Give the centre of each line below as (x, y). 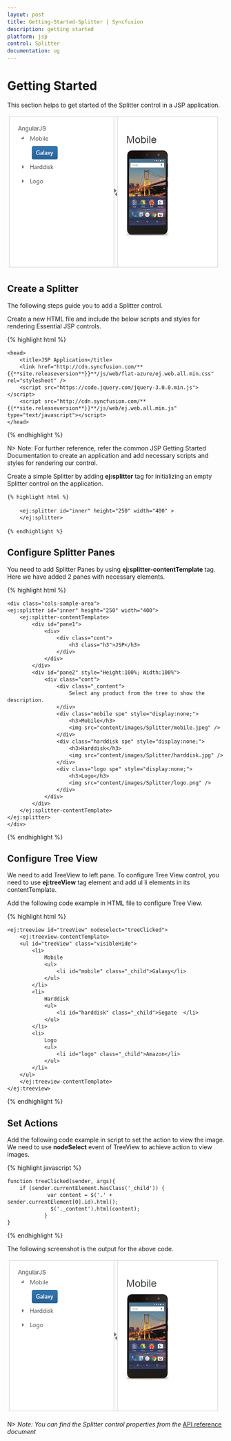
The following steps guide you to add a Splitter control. (85, 305)
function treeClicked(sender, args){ (61, 1182)
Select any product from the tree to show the (137, 693)
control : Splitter (33, 44)
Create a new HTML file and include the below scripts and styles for (104, 319)
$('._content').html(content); (95, 1209)
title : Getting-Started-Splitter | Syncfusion (75, 22)
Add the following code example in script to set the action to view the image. (116, 1140)
